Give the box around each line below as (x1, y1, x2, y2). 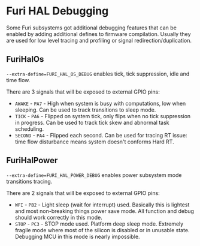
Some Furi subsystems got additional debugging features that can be (6, 24, 177, 31)
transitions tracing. (6, 178, 53, 185)
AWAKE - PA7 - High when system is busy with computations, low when (14, 100, 186, 107)
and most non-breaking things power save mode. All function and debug (14, 207, 195, 214)
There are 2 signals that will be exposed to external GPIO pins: (6, 189, 160, 196)
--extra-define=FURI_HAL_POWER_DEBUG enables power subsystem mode (6, 171, 182, 178)
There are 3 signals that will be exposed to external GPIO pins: (6, 88, 160, 95)
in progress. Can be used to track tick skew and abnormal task (14, 119, 169, 126)
